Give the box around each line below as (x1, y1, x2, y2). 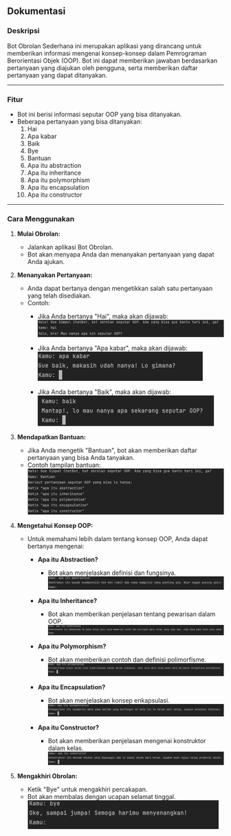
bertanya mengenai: (27, 542, 85, 551)
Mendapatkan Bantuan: (16, 432, 86, 441)
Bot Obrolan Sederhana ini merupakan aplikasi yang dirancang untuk (7, 41, 202, 50)
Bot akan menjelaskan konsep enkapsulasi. (47, 696, 170, 704)
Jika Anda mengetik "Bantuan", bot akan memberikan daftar (27, 446, 197, 454)
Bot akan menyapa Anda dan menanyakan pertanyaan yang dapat (27, 250, 214, 258)
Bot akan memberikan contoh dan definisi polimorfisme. (47, 656, 207, 664)
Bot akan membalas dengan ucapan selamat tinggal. (27, 792, 176, 800)
